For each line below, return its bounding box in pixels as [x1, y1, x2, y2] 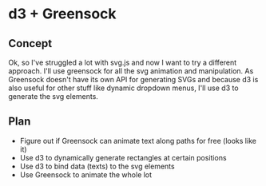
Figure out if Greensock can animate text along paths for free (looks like [19, 136, 257, 145]
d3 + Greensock [8, 5, 117, 23]
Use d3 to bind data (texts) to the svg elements [19, 161, 175, 171]
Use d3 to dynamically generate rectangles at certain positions [19, 152, 227, 162]
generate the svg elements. [8, 92, 98, 101]
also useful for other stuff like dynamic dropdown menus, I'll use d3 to [8, 83, 239, 93]
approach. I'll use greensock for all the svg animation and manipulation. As [8, 66, 254, 76]
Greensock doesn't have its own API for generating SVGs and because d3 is [8, 75, 259, 84]
